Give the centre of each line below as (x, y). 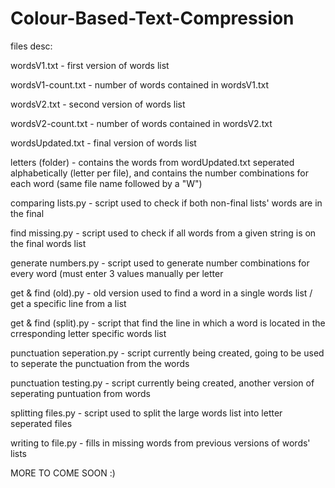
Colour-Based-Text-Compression (152, 18)
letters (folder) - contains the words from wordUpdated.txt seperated (152, 162)
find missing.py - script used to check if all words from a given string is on (163, 233)
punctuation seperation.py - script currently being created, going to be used (167, 353)
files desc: (31, 46)
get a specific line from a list (68, 303)
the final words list (48, 243)
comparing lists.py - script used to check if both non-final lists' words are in (166, 203)
